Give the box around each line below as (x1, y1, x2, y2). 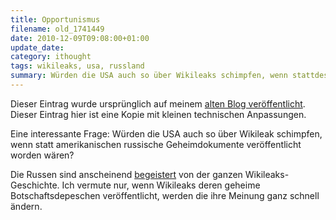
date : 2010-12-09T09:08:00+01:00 (10, 33, 150, 43)
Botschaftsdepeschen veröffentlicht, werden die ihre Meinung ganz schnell (10, 189, 320, 201)
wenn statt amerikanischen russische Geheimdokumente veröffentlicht (10, 138, 302, 150)
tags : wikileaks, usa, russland (10, 61, 145, 71)
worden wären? (10, 149, 75, 161)
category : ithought (10, 52, 92, 62)
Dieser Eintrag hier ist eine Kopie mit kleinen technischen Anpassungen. (10, 108, 307, 120)
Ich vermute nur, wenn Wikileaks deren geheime (61, 179, 261, 191)
